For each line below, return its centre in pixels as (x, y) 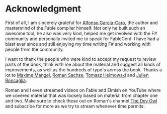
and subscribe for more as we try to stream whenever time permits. (75, 106)
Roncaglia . (16, 80)
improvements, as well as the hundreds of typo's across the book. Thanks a (84, 70)
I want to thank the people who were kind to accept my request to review (81, 59)
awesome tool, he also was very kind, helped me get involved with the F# (81, 33)
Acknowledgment (43, 9)
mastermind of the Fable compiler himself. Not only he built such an (75, 28)
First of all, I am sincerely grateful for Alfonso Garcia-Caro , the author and (81, 23)
